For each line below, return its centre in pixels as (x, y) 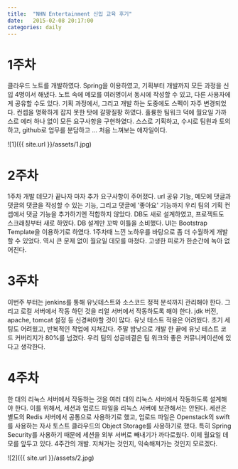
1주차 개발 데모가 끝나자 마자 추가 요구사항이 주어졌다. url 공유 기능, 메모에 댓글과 (119, 196)
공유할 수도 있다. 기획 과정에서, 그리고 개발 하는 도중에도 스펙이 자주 (108, 103)
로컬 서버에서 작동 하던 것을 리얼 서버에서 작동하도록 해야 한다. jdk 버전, (119, 311)
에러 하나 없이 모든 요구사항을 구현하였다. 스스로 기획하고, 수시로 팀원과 (119, 121)
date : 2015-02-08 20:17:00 (50, 21)
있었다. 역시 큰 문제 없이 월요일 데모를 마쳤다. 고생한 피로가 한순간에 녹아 (123, 241)
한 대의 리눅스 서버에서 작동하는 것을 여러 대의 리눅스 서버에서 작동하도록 (108, 399)
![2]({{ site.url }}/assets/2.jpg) (51, 458)
